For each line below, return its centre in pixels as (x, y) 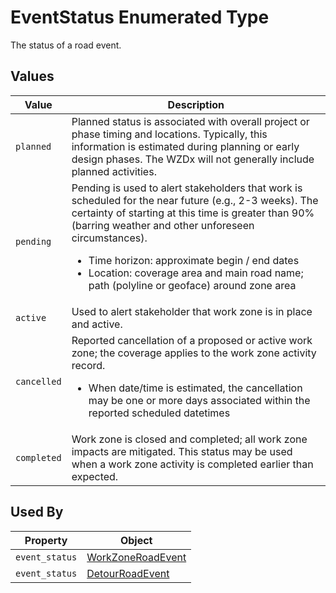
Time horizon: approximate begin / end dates (194, 260)
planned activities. (114, 171)
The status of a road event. (66, 45)
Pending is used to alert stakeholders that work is (187, 188)
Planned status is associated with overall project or (190, 121)
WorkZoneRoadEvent (136, 557)
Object (136, 540)
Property (46, 540)
